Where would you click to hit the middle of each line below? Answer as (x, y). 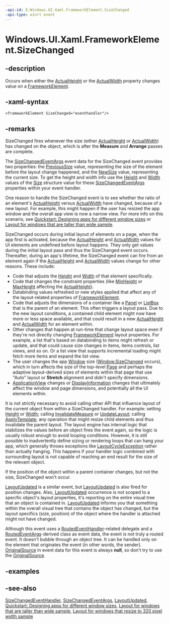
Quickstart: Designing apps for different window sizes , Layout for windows (82, 606)
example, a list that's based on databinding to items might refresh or (83, 340)
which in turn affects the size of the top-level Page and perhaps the (82, 367)
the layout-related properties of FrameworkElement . (66, 298)
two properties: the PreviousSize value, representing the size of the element (84, 167)
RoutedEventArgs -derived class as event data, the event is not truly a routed (84, 534)
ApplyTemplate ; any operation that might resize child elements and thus (79, 419)
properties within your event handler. (43, 188)
